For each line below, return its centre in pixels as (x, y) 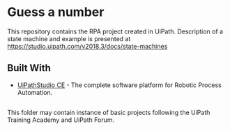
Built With (29, 68)
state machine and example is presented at (69, 38)
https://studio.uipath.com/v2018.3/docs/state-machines (87, 46)
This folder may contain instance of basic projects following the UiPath (109, 113)
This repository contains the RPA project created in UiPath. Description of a (115, 31)
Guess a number (56, 12)
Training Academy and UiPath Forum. (61, 120)
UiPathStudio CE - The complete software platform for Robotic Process (119, 85)
